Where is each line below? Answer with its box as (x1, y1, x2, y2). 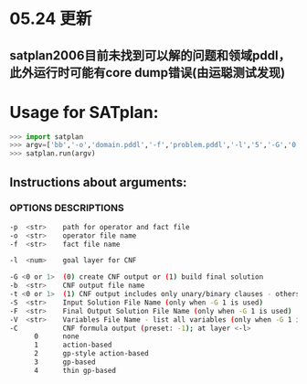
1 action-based (33, 340, 112, 350)
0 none (33, 332, 79, 341)
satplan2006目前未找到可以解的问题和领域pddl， (9, 48, 291, 63)
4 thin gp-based (33, 366, 117, 375)
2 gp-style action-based (33, 349, 149, 358)
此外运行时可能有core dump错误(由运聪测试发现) (9, 65, 286, 80)
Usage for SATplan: (9, 101, 159, 123)
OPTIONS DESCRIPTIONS (9, 202, 125, 215)
